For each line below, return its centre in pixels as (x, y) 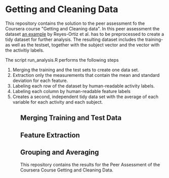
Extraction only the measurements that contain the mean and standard (86, 75)
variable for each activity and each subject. (58, 102)
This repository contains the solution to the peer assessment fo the (75, 23)
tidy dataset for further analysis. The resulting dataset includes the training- (84, 39)
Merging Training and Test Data (71, 118)
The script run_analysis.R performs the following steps (62, 60)
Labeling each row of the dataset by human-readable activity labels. (84, 86)
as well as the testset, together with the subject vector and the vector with (82, 45)
